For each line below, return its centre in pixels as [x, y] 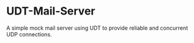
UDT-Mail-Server [51, 11]
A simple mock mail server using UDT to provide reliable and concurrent [97, 28]
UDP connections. [29, 34]
